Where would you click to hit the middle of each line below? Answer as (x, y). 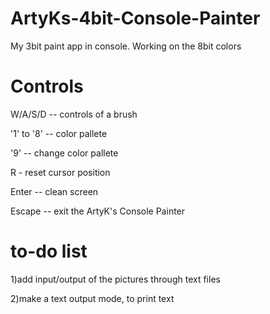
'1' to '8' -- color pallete (59, 133)
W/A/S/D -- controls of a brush (74, 114)
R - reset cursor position (60, 172)
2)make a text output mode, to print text (92, 298)
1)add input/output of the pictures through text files (115, 279)
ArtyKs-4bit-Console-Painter (135, 18)
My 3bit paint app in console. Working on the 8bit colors (126, 46)
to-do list (49, 251)
